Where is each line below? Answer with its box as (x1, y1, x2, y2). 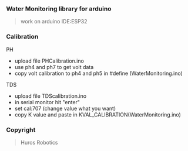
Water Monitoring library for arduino (6, 5, 112, 13)
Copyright (6, 125, 36, 133)
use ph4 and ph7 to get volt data (14, 63, 94, 70)
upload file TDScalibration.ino (14, 92, 87, 99)
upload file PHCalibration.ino (14, 57, 84, 64)
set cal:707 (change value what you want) (14, 105, 116, 112)
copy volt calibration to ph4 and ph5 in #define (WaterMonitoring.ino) (14, 70, 183, 77)
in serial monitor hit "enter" (14, 98, 80, 105)
